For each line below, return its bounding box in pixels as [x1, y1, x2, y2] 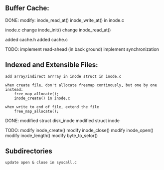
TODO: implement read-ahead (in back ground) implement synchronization [5, 46, 160, 52]
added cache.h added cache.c [5, 36, 68, 42]
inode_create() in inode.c [14, 96, 70, 101]
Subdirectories [5, 147, 52, 156]
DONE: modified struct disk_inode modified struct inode [5, 117, 120, 124]
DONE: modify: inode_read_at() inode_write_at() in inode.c [5, 17, 125, 23]
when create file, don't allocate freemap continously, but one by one [5, 82, 157, 88]
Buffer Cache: [5, 4, 50, 12]
